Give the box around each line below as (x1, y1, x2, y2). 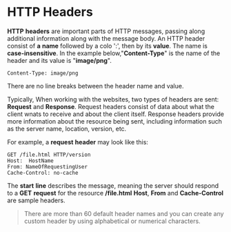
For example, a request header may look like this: (7, 137, 148, 146)
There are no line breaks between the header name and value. (7, 81, 184, 90)
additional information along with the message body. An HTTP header (7, 34, 205, 42)
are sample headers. (7, 196, 66, 204)
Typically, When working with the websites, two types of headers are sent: (7, 95, 219, 104)
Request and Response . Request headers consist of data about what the (7, 102, 215, 110)
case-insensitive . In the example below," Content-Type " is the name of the (7, 49, 221, 57)
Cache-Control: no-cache (7, 169, 79, 176)
